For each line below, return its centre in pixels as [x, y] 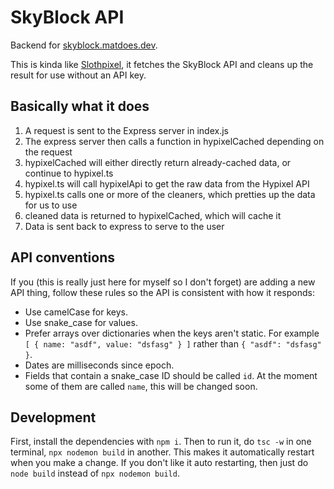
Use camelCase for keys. [76, 312]
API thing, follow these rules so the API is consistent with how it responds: [162, 292]
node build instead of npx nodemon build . [95, 473]
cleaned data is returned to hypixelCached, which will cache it [153, 215]
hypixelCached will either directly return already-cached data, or [158, 162]
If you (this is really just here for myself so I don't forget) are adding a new [163, 282]
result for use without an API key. [78, 75]
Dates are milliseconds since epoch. [99, 365]
